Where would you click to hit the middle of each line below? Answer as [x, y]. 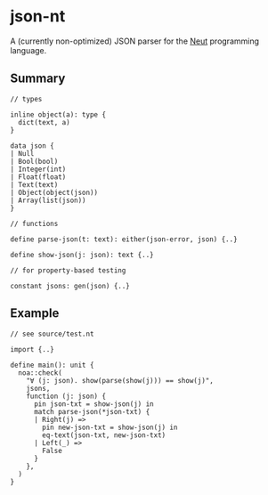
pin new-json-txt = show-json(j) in [110, 427]
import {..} [32, 349]
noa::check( [41, 373]
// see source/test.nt [52, 334]
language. [28, 50]
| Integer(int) [38, 169]
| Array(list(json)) [49, 200]
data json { [32, 146]
